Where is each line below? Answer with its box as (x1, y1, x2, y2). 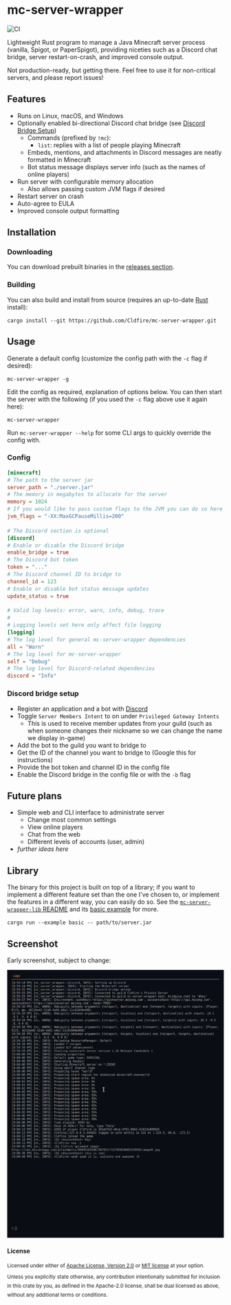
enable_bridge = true (7, 549, 69, 556)
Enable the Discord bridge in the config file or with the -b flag (16, 770, 191, 779)
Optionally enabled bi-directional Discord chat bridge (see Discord (16, 119, 206, 127)
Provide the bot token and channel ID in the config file (16, 763, 170, 771)
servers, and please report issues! (7, 73, 104, 81)
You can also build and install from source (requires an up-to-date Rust (7, 295, 208, 304)
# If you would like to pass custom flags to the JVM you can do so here (7, 506, 223, 513)
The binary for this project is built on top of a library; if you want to (7, 883, 195, 892)
